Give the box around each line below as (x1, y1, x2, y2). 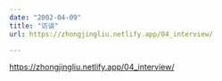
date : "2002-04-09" (9, 12, 82, 22)
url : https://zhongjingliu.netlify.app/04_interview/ (9, 29, 214, 38)
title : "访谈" (9, 21, 60, 30)
